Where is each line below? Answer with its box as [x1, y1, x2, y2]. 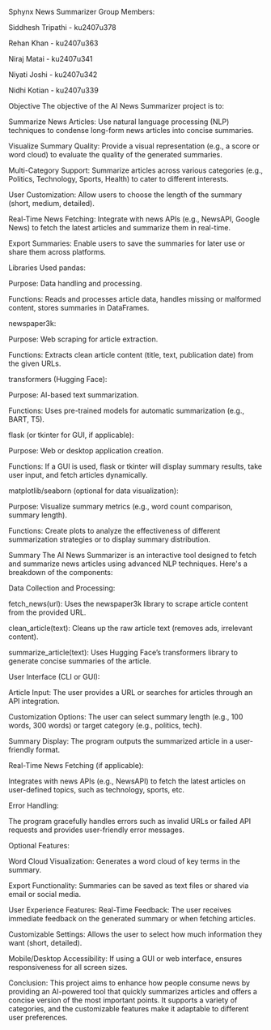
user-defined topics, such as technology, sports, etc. [8, 785, 184, 794]
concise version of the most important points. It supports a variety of [8, 995, 238, 1005]
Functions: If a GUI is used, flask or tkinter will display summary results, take [8, 461, 263, 471]
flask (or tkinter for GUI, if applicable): [8, 430, 135, 440]
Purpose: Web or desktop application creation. [8, 446, 163, 455]
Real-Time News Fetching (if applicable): [8, 761, 144, 770]
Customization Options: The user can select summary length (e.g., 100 [8, 712, 243, 721]
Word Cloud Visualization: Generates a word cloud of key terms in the [8, 856, 240, 866]
